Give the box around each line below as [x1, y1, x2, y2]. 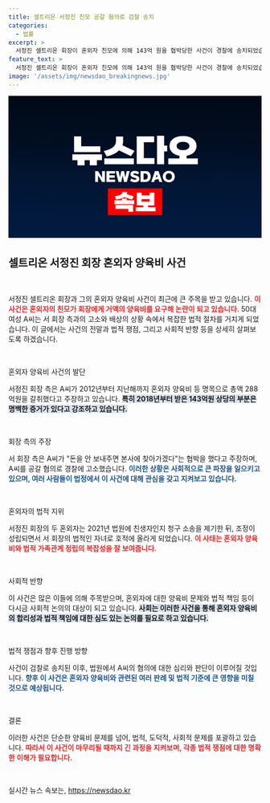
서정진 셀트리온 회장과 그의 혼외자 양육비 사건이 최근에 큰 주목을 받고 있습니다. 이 [8, 294, 261, 304]
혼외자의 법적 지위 [8, 507, 64, 516]
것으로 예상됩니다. [8, 683, 65, 693]
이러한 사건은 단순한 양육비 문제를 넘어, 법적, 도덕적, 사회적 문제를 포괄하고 [8, 733, 242, 743]
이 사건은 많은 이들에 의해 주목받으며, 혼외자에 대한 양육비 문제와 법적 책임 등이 [8, 593, 255, 603]
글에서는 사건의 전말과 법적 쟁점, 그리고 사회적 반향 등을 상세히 [39, 324, 235, 334]
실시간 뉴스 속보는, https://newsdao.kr [8, 785, 131, 795]
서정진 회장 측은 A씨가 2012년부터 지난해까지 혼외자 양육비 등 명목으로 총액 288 [8, 384, 259, 393]
